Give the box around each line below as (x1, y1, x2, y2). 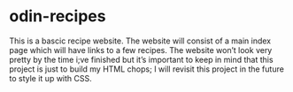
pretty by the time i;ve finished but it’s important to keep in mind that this (9, 54, 274, 65)
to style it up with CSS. (9, 73, 93, 83)
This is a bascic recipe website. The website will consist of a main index (9, 35, 272, 46)
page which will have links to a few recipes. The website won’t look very (9, 44, 273, 55)
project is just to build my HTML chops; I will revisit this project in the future (9, 64, 285, 74)
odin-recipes (9, 6, 106, 27)
